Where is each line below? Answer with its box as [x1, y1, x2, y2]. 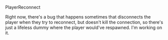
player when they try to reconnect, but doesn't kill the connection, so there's [5, 19, 163, 25]
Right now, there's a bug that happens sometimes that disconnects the [5, 14, 151, 19]
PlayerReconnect [5, 4, 41, 10]
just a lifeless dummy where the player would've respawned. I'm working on [5, 24, 162, 30]
